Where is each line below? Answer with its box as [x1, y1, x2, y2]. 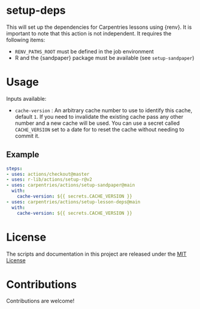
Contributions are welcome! [6, 298, 75, 305]
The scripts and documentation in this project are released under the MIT [6, 250, 187, 257]
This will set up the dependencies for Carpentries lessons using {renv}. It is [6, 23, 192, 31]
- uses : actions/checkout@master [6, 171, 90, 177]
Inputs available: [6, 95, 47, 102]
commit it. [14, 132, 40, 139]
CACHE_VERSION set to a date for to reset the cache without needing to [14, 125, 184, 133]
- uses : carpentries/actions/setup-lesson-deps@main [6, 199, 141, 205]
